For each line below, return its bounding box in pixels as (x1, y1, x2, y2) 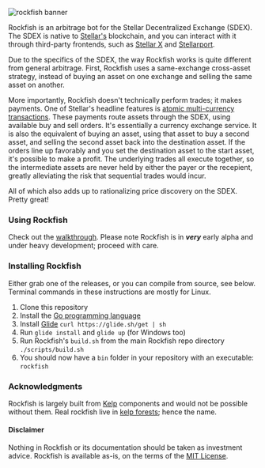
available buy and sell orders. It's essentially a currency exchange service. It (8, 121, 257, 130)
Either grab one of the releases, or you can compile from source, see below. (8, 278, 256, 288)
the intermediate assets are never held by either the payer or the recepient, (8, 163, 253, 172)
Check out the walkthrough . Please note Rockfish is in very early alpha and (8, 232, 254, 242)
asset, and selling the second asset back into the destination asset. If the (8, 138, 246, 146)
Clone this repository (19, 302, 89, 311)
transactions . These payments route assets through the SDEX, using (8, 112, 231, 122)
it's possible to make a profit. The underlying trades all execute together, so (8, 154, 255, 164)
